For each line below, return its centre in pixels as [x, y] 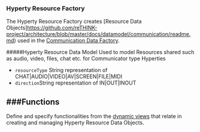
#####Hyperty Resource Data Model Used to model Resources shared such [100, 52]
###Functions [33, 102]
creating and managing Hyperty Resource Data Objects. [75, 123]
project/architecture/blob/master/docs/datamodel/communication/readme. [99, 34]
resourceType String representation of [61, 70]
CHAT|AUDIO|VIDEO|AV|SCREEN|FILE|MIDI [69, 77]
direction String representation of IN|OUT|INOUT [75, 83]
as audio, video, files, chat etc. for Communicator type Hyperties [86, 59]
